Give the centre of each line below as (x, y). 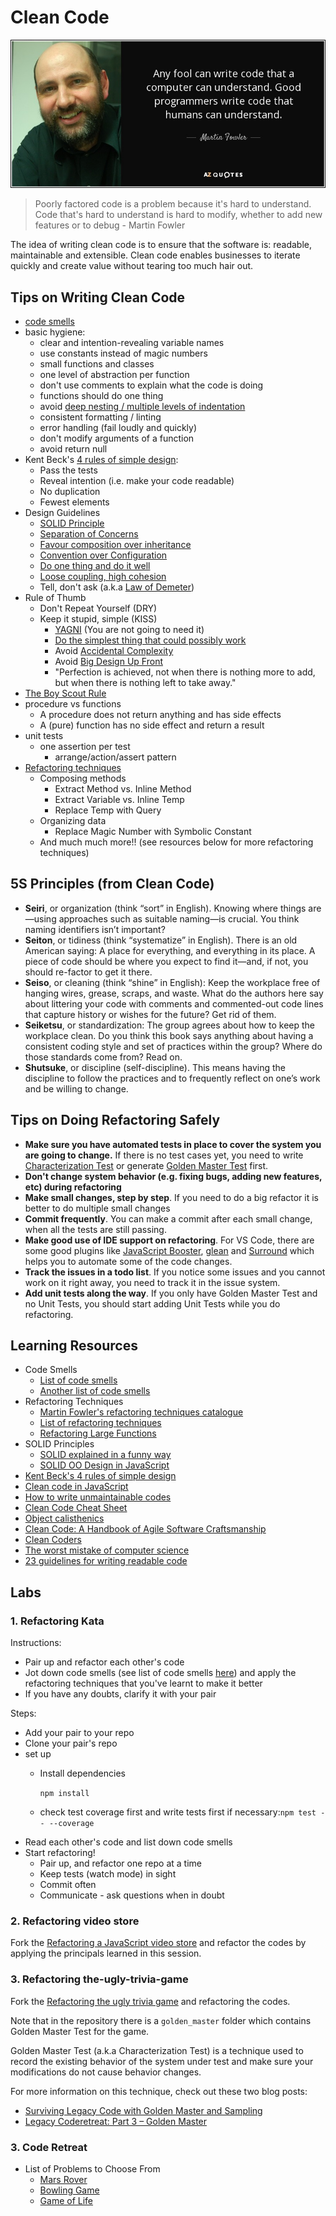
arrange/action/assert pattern (115, 757)
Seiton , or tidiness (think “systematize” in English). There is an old (161, 940)
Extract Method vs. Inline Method (123, 788)
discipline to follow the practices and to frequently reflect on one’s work (172, 1078)
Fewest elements (74, 502)
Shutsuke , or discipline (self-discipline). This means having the (155, 1067)
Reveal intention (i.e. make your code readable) (137, 480)
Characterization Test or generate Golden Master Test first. (146, 1165)
